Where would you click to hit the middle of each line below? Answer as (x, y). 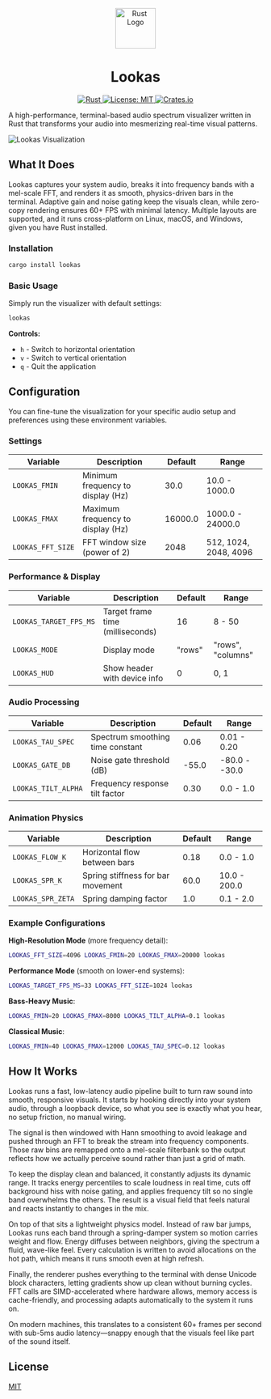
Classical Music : (37, 1032)
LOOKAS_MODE (35, 650)
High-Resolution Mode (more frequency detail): (88, 941)
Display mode (129, 650)
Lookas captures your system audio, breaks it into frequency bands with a (131, 184)
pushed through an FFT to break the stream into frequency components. (129, 1141)
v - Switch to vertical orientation (73, 358)
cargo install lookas (45, 265)
